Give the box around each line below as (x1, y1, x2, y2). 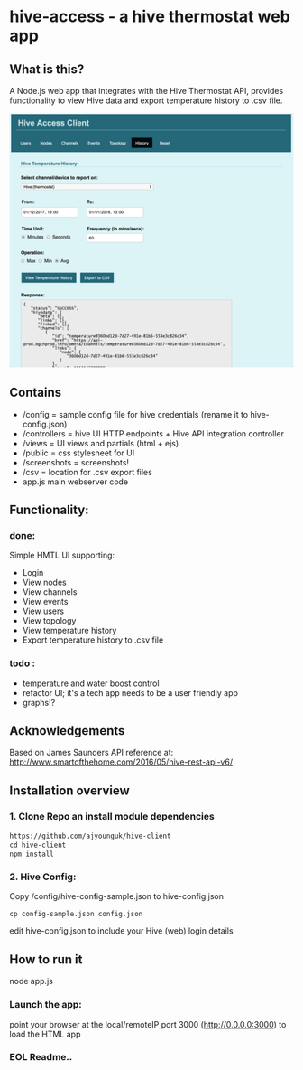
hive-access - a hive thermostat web (9, 6, 290, 27)
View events (22, 596, 69, 607)
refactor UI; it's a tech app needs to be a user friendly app (22, 687, 239, 698)
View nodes (22, 577, 67, 588)
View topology (22, 615, 77, 626)
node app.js (9, 976, 54, 987)
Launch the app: (9, 999, 83, 1011)
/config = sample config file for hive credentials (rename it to (22, 408, 249, 419)
